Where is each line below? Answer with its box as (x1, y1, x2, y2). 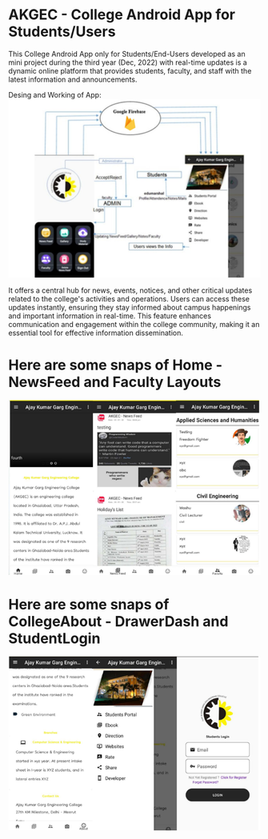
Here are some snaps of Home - (8, 356, 222, 374)
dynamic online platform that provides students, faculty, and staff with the (8, 66, 252, 75)
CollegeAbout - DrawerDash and (8, 613, 229, 631)
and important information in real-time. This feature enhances (8, 311, 212, 321)
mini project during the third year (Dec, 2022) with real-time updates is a (8, 58, 248, 67)
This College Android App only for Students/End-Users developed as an (8, 49, 246, 58)
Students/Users (8, 22, 116, 41)
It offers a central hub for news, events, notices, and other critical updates (8, 286, 253, 295)
